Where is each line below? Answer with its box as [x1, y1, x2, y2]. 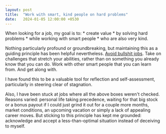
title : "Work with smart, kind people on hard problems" [5, 12, 128, 17]
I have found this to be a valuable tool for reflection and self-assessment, [5, 76, 156, 82]
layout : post [5, 7, 32, 12]
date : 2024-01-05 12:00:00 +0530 [5, 16, 79, 21]
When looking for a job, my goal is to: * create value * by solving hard [5, 30, 148, 36]
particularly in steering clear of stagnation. [5, 81, 93, 87]
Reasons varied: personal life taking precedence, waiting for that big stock [5, 96, 158, 102]
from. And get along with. [5, 66, 57, 72]
